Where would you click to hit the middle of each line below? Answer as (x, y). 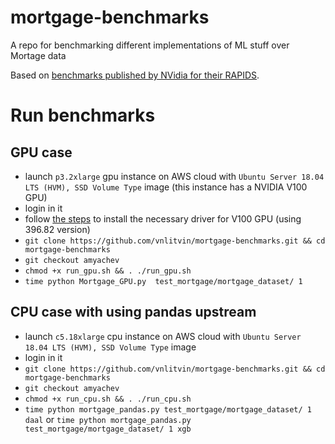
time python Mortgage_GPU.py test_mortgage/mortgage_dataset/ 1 (163, 281)
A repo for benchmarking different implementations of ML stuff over (150, 45)
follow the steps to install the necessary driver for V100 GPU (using (163, 218)
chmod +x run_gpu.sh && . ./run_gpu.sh (108, 271)
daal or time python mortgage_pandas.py (108, 419)
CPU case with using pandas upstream (133, 312)
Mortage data (38, 55)
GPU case (41, 152)
